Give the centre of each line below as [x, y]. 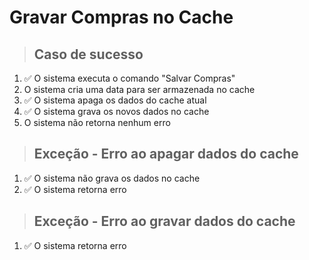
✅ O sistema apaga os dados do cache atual [115, 100]
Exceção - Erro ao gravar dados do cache [164, 221]
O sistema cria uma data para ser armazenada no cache [139, 89]
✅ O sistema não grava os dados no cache [112, 178]
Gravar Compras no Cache [121, 17]
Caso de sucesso [88, 54]
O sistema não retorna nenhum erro [97, 122]
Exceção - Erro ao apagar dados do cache [166, 154]
